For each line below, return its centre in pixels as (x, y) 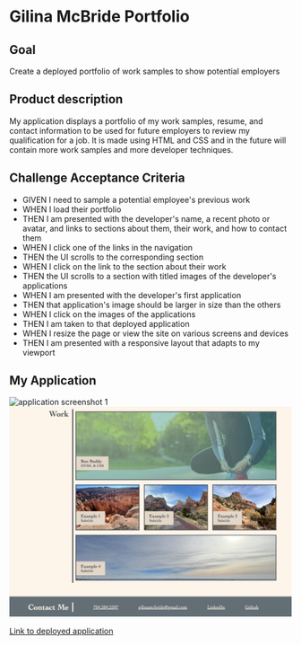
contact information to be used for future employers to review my (130, 130)
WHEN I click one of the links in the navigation (107, 247)
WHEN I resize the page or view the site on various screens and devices (155, 333)
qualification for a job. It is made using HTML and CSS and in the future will (148, 140)
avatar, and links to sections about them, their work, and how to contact (155, 228)
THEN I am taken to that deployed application (106, 323)
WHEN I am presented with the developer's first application (132, 295)
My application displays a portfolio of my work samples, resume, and (136, 121)
